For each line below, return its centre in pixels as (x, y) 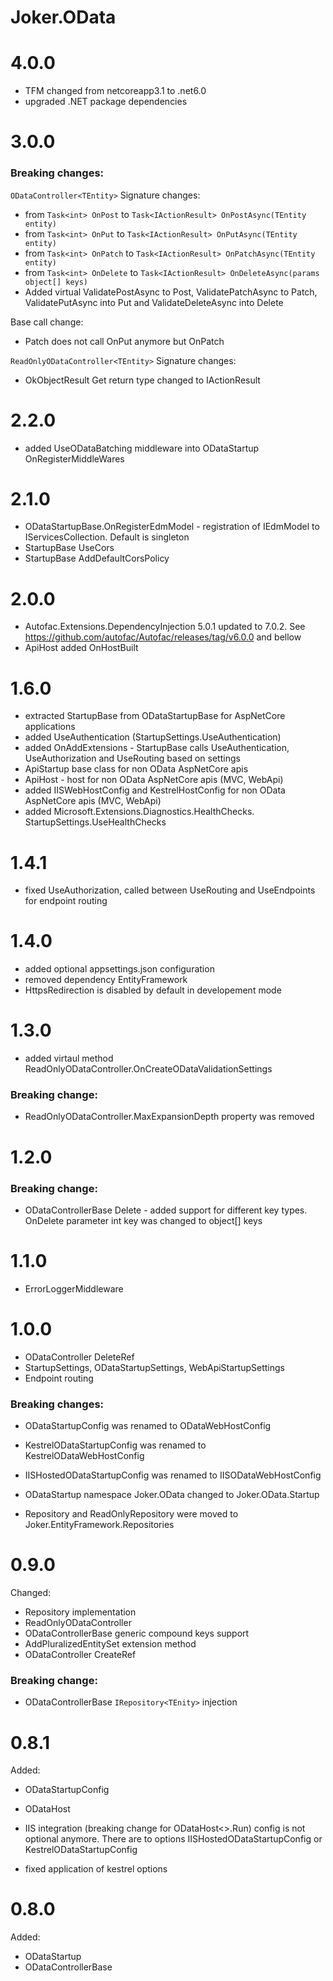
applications (50, 727)
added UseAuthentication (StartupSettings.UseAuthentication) (153, 737)
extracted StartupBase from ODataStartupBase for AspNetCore (155, 716)
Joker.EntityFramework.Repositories (99, 1525)
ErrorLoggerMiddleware (74, 1288)
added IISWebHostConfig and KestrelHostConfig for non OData (155, 790)
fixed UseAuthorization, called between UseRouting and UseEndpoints (170, 890)
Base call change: (47, 322)
